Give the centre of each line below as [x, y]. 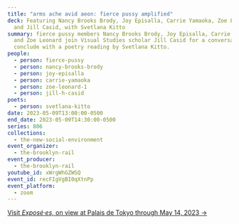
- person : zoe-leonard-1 [51, 87]
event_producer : [31, 160]
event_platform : [31, 186]
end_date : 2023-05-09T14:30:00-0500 [62, 119]
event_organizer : [33, 146]
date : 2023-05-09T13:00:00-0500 [55, 113]
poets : [17, 100]
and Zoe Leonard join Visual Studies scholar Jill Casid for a [109, 41]
